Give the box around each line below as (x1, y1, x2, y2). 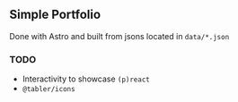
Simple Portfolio (9, 7, 101, 22)
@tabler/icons (22, 85, 75, 94)
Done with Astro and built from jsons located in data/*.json (9, 30, 230, 41)
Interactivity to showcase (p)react (22, 73, 151, 84)
